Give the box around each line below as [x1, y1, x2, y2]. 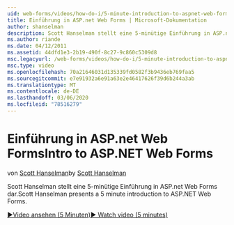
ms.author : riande [7, 36, 61, 43]
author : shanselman [7, 23, 64, 30]
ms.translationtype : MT [7, 82, 77, 88]
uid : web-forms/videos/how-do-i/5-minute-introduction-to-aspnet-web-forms [7, 10, 232, 17]
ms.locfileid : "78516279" [7, 101, 82, 108]
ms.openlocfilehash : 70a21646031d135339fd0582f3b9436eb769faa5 [7, 68, 195, 75]
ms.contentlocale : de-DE [7, 88, 79, 95]
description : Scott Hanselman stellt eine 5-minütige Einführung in [7, 29, 210, 37]
